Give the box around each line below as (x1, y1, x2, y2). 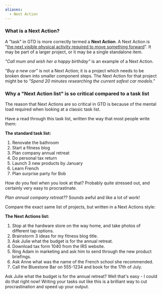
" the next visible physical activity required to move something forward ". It (5, 44, 151, 49)
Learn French (12, 165, 39, 171)
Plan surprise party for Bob (12, 171, 66, 177)
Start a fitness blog (12, 145, 50, 151)
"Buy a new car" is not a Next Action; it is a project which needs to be (5, 67, 144, 73)
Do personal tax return (12, 155, 57, 161)
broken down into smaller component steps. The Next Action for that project (5, 73, 157, 79)
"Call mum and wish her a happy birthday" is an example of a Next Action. (5, 58, 154, 64)
